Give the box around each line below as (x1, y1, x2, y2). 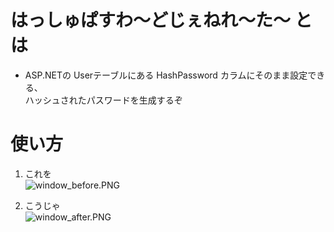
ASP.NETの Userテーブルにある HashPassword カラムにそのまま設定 (24, 69, 308, 81)
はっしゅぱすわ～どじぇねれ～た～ (10, 9, 292, 32)
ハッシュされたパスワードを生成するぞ (24, 94, 183, 106)
